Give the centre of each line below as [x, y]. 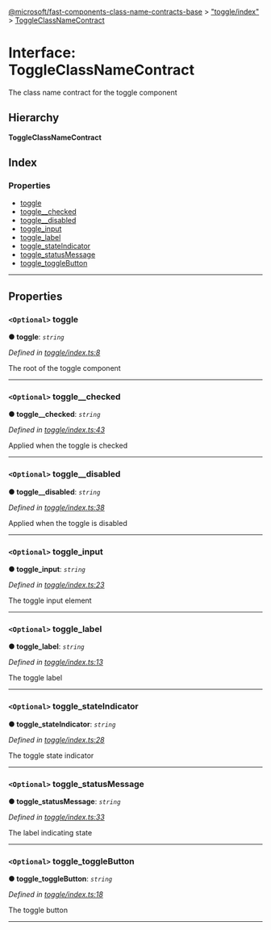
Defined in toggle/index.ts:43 [57, 430]
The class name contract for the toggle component [93, 92]
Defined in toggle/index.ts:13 [56, 663]
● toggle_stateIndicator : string [62, 724]
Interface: [42, 53]
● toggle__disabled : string [54, 491]
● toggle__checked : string [54, 415]
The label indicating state [50, 832]
